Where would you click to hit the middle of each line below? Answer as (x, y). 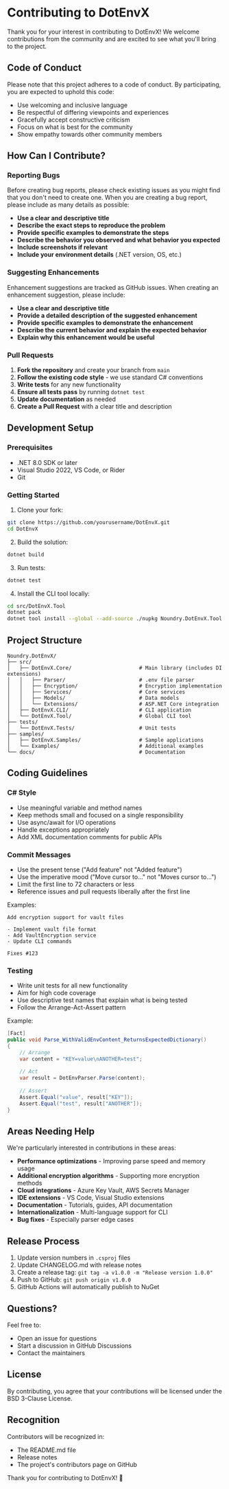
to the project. (27, 46)
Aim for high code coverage (56, 993)
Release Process (44, 1241)
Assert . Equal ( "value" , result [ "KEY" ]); (76, 1097)
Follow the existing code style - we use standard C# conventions (110, 377)
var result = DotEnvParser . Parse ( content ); (83, 1078)
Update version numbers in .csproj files (74, 1258)
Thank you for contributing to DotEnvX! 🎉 (65, 1477)
